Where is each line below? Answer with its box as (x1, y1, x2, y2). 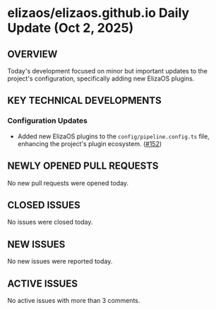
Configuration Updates (7, 116, 88, 126)
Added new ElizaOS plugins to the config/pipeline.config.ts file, (17, 132, 210, 141)
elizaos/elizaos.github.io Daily (7, 5, 189, 21)
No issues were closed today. (7, 217, 93, 227)
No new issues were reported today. (7, 257, 113, 266)
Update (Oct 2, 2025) (7, 20, 134, 36)
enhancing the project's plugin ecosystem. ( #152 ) (17, 139, 162, 148)
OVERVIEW (7, 48, 58, 60)
